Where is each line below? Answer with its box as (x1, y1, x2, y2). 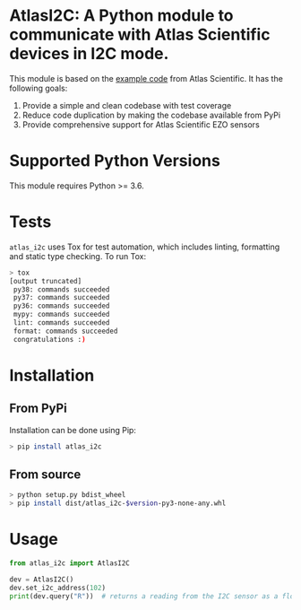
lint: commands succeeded (13, 318, 110, 327)
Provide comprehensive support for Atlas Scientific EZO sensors (21, 118, 260, 130)
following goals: (9, 83, 68, 93)
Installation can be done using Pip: (9, 424, 137, 435)
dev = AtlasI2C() (9, 575, 74, 584)
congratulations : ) (13, 335, 87, 344)
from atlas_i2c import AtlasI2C (9, 559, 130, 568)
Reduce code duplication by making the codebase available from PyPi (21, 109, 280, 120)
